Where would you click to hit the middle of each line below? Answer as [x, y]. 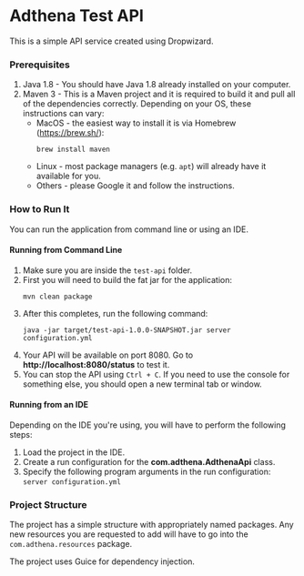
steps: [21, 434]
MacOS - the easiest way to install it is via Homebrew [136, 123]
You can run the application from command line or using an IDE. [129, 229]
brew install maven [73, 150]
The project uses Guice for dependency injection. [102, 561]
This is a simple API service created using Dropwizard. [111, 41]
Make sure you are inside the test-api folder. [107, 270]
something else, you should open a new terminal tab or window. [142, 384]
